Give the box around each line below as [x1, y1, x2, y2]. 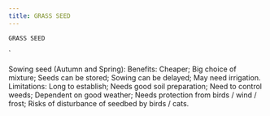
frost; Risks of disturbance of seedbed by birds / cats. [8, 98, 189, 108]
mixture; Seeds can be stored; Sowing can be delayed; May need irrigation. [8, 72, 261, 82]
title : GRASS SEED [8, 11, 71, 20]
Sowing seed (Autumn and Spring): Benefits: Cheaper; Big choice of [8, 64, 237, 74]
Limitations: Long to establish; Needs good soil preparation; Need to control [8, 81, 263, 91]
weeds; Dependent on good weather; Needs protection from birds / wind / [8, 90, 258, 100]
